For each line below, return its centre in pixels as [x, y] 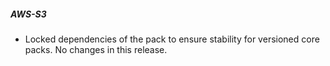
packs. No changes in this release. [96, 49]
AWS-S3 [28, 14]
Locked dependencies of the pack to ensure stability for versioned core [172, 39]
